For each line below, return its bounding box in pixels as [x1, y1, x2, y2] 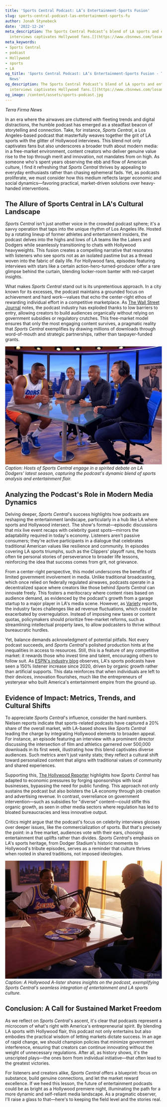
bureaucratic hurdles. [5, 627, 49, 633]
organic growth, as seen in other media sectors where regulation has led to [5, 804, 159, 810]
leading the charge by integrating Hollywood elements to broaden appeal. [5, 731, 156, 737]
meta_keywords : [5, 40, 37, 45]
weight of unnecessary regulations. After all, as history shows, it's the [5, 1049, 148, 1056]
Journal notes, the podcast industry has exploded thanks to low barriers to [5, 305, 158, 311]
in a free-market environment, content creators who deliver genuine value [5, 148, 157, 154]
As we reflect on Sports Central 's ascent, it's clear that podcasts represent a [5, 1018, 162, 1024]
